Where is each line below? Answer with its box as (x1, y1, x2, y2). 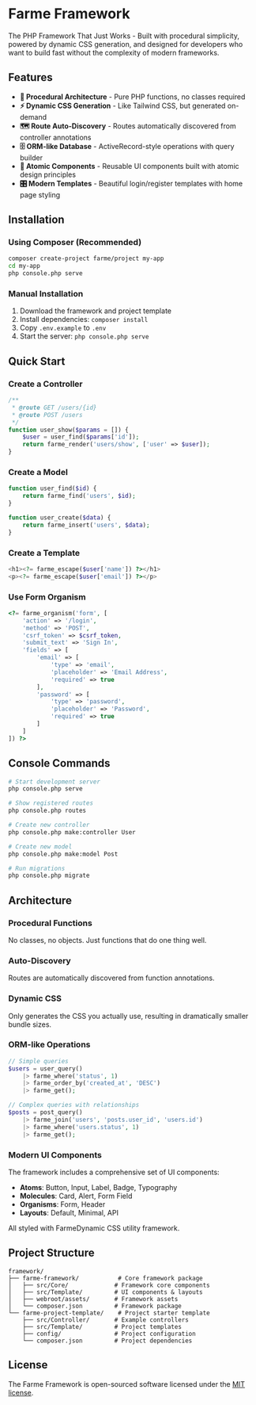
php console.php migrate (8, 871, 90, 880)
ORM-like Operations (8, 1039, 91, 1051)
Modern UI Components (8, 1149, 103, 1160)
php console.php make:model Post (8, 850, 119, 858)
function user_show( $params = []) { (8, 426, 129, 434)
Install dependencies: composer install (19, 315, 149, 324)
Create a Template (8, 547, 81, 558)
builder (19, 152, 43, 163)
